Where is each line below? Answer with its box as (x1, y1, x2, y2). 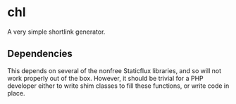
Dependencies (7, 48, 73, 60)
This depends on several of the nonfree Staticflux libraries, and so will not (7, 66, 222, 74)
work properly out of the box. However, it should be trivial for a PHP (7, 74, 204, 82)
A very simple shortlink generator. (7, 27, 106, 36)
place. (7, 89, 26, 97)
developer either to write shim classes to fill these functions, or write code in (7, 82, 230, 90)
